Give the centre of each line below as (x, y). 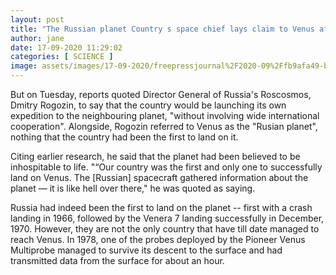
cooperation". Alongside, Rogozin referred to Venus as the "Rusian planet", (164, 126)
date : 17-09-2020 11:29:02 (66, 47)
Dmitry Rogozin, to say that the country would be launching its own (148, 105)
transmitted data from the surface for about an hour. (117, 260)
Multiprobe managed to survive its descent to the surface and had (146, 250)
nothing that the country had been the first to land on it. (124, 137)
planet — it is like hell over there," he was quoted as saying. (133, 188)
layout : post (37, 19)
